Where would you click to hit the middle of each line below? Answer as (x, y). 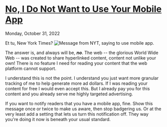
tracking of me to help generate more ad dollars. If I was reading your (77, 83)
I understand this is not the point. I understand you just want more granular (82, 78)
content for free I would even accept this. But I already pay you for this (78, 88)
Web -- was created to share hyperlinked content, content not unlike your (81, 58)
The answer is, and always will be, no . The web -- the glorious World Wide (82, 53)
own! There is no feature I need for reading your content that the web (76, 63)
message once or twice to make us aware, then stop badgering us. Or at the (83, 109)
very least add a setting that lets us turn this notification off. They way (77, 114)
